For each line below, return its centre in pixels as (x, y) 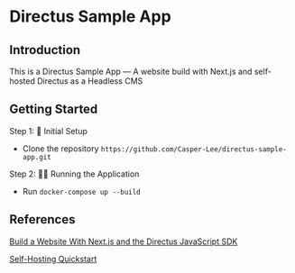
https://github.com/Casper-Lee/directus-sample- (194, 149)
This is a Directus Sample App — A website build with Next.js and (131, 71)
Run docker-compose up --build (82, 191)
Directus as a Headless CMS (90, 81)
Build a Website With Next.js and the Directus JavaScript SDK (124, 241)
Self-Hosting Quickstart (53, 259)
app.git (37, 157)
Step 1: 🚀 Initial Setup (49, 131)
